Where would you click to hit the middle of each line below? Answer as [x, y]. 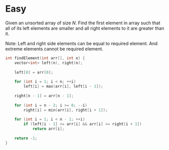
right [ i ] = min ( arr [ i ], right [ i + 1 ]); [66, 110]
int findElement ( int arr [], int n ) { [45, 58]
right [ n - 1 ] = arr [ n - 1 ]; [44, 96]
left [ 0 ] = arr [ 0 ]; [34, 72]
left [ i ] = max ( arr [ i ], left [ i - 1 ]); [63, 87]
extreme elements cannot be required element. [54, 49]
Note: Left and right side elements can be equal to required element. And [81, 43]
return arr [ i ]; [48, 129]
